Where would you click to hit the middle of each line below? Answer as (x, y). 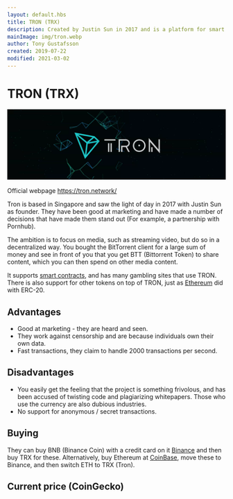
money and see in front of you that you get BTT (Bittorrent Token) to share (113, 255)
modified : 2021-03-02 (38, 59)
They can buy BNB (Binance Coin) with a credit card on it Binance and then (114, 450)
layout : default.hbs (37, 15)
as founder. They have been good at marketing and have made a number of (115, 212)
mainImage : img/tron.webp (44, 37)
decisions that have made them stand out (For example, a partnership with (113, 219)
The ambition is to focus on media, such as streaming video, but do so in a (113, 240)
